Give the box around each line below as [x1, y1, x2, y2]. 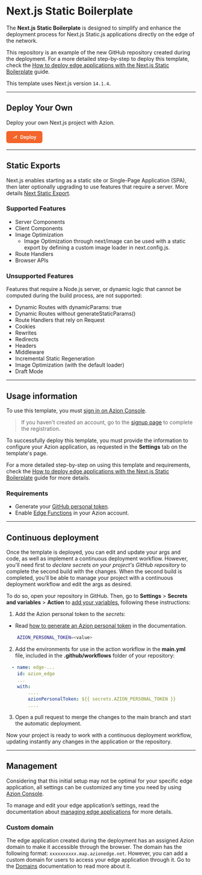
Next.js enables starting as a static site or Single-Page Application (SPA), [6, 176, 186, 184]
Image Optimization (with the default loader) [14, 361, 124, 369]
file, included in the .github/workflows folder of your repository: [14, 652, 175, 659]
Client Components [14, 225, 63, 232]
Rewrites [14, 329, 37, 336]
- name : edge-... [11, 664, 55, 670]
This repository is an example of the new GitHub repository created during [6, 48, 191, 56]
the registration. [20, 425, 61, 432]
